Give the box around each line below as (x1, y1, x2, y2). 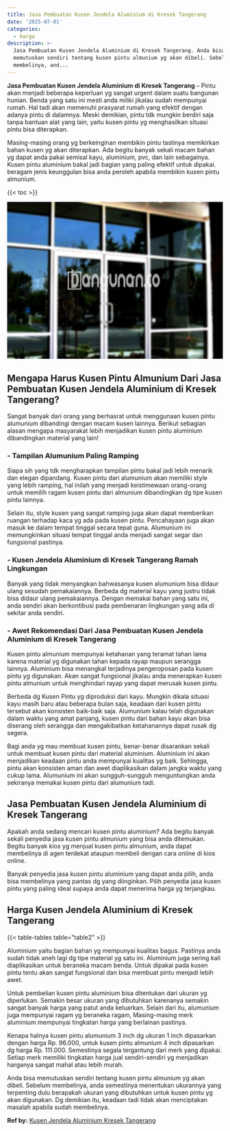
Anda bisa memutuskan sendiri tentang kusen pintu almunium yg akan (7, 1073, 205, 1082)
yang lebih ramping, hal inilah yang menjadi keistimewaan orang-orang (7, 481, 207, 490)
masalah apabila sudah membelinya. (7, 1103, 110, 1111)
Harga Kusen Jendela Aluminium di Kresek (7, 904, 193, 916)
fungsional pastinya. (7, 538, 64, 547)
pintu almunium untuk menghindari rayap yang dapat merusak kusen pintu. (7, 679, 219, 687)
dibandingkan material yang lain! (7, 434, 99, 442)
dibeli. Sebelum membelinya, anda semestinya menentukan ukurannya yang (7, 1081, 222, 1089)
